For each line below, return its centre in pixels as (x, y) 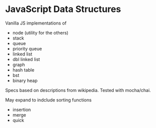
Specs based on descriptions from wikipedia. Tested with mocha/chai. (78, 90)
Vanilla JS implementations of (36, 23)
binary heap (25, 80)
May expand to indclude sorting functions (49, 100)
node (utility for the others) (41, 32)
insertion (22, 109)
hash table (23, 70)
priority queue (27, 48)
